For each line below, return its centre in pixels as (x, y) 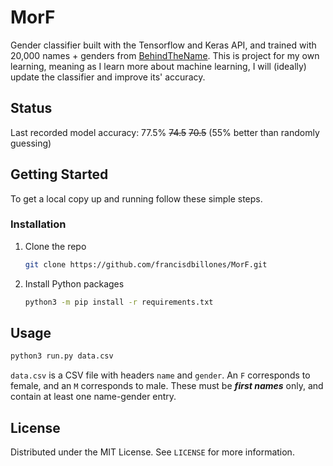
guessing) (31, 143)
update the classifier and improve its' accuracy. (108, 77)
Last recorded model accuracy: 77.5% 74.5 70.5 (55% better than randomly (165, 132)
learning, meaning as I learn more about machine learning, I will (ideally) (158, 66)
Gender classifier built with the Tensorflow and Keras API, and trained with (163, 45)
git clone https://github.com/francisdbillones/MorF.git (146, 264)
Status (31, 108)
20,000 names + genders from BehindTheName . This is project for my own (165, 55)
